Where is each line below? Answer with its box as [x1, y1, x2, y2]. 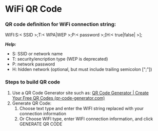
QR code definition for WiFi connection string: [5, 21, 116, 28]
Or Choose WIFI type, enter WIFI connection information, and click [19, 116, 153, 122]
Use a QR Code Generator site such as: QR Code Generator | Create [12, 89, 149, 96]
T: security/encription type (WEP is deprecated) [12, 56, 108, 62]
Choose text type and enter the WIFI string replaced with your [19, 105, 144, 111]
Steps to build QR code [5, 79, 60, 86]
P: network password [12, 61, 55, 67]
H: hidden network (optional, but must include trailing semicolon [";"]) [12, 66, 152, 72]
